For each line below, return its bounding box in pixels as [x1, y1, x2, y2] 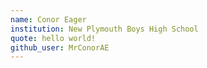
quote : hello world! [10, 33, 97, 43]
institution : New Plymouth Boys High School [10, 24, 199, 34]
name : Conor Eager [10, 14, 87, 25]
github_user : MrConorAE [10, 42, 110, 53]
